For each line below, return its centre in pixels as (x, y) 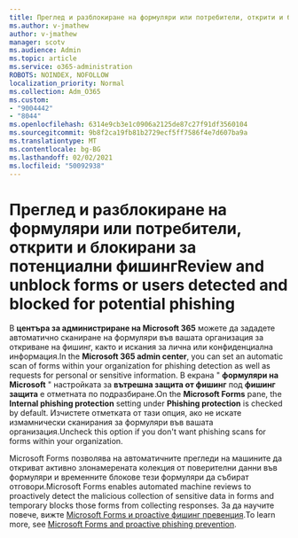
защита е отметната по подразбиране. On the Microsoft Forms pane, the (145, 394)
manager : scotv (37, 42)
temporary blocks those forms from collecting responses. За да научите (142, 505)
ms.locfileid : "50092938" (57, 166)
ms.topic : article (43, 58)
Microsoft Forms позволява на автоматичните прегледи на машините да (145, 458)
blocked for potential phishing (122, 304)
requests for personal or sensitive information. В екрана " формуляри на (144, 375)
